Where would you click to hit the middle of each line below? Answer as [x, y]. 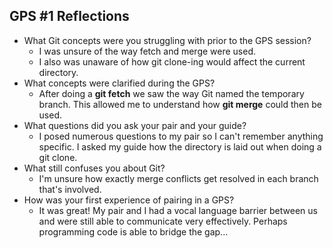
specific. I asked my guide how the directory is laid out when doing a [180, 146]
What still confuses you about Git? [94, 168]
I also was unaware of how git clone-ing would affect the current [172, 61]
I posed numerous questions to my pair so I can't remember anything [181, 136]
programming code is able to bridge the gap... [133, 231]
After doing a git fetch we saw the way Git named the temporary [171, 93]
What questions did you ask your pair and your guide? [135, 125]
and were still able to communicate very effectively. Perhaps [163, 221]
